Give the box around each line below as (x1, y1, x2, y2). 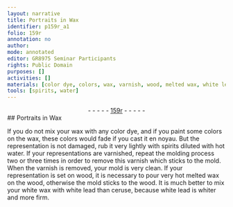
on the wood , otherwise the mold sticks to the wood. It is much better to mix (7, 179, 225, 187)
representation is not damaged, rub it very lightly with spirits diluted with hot (7, 142, 225, 150)
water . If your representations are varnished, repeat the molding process (7, 150, 215, 158)
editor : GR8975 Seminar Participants (7, 55, 116, 62)
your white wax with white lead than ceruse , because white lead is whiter (7, 186, 216, 195)
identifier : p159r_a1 (7, 23, 70, 30)
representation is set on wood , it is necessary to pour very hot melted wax (7, 171, 220, 180)
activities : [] (7, 74, 51, 82)
